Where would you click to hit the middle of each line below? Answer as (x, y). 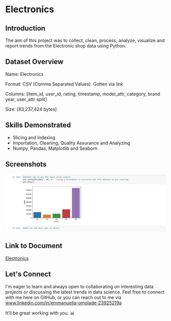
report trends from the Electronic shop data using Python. (66, 46)
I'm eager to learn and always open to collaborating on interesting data (79, 286)
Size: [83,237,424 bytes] (31, 109)
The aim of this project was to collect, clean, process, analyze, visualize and (85, 40)
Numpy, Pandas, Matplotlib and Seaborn (55, 148)
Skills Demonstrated (38, 125)
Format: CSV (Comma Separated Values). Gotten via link (64, 84)
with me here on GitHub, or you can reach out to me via (63, 297)
